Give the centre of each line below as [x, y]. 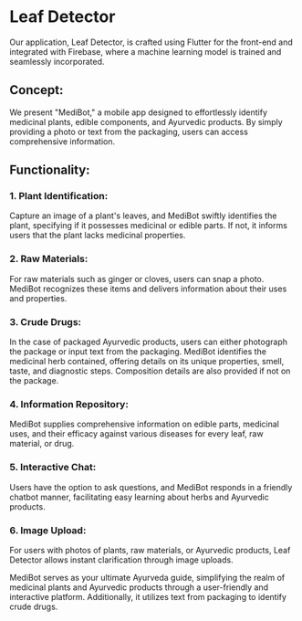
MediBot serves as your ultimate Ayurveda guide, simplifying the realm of [147, 577]
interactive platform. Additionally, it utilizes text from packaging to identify [148, 596]
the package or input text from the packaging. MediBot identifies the [138, 352]
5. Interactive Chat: [53, 468]
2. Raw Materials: [49, 259]
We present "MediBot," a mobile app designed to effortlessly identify [138, 112]
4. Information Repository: [69, 404]
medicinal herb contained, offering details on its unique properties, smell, [147, 362]
